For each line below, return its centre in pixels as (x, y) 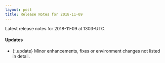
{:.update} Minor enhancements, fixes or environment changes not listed (86, 51)
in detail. (21, 56)
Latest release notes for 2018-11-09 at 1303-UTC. (55, 28)
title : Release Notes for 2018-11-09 (44, 14)
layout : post (19, 10)
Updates (14, 40)
